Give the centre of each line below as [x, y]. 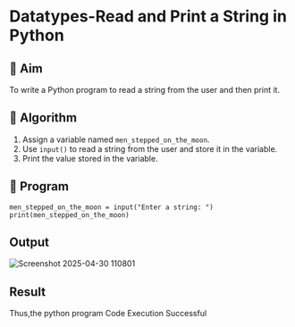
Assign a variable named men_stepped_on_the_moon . [116, 139]
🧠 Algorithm [43, 118]
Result [28, 292]
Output [29, 243]
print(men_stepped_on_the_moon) [69, 215]
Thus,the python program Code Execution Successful [108, 314]
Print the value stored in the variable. [90, 158]
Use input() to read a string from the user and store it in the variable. [150, 148]
